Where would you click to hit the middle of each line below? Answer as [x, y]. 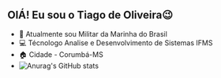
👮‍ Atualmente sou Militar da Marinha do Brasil [93, 34]
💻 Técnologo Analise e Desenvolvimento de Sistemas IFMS [116, 43]
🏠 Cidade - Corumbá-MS [61, 54]
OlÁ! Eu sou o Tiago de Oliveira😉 [90, 15]
